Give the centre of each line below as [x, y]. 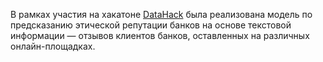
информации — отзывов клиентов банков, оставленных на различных [160, 35]
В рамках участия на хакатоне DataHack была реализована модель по [161, 14]
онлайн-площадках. [53, 46]
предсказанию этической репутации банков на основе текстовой [151, 25]
